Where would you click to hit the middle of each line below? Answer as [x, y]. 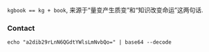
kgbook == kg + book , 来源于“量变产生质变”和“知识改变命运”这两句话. [105, 10]
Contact [21, 28]
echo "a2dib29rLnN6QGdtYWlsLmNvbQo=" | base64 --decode [89, 42]
